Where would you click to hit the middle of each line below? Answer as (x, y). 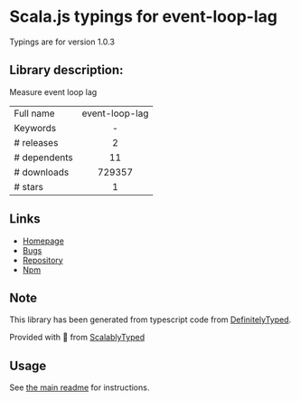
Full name (35, 113)
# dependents (44, 158)
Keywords (35, 128)
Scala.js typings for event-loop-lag (144, 17)
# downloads (42, 172)
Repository (42, 260)
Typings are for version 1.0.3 (62, 42)
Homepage (43, 241)
